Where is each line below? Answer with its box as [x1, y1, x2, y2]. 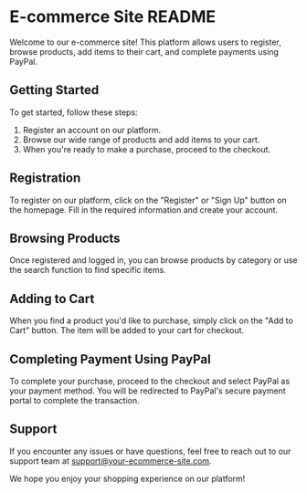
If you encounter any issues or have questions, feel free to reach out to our [9, 446, 291, 456]
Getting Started [9, 82, 100, 98]
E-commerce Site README [9, 6, 217, 27]
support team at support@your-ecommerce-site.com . [9, 455, 212, 467]
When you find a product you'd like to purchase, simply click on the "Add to [9, 315, 294, 326]
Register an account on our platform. [22, 124, 162, 135]
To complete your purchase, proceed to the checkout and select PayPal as [9, 376, 291, 386]
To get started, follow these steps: [9, 107, 139, 118]
